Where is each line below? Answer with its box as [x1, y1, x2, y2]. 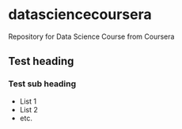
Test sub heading [8, 78, 77, 89]
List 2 [19, 104, 38, 114]
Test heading [8, 55, 74, 68]
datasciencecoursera [8, 6, 152, 24]
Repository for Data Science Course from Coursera [8, 32, 175, 41]
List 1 [19, 97, 37, 106]
